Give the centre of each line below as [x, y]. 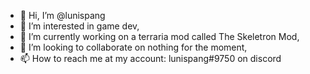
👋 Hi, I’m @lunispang [62, 15]
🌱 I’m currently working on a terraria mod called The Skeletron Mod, [159, 36]
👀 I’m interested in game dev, [79, 26]
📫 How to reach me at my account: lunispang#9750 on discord [150, 58]
